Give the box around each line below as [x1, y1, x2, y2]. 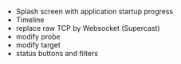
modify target [15, 40, 61, 50]
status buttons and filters [15, 49, 98, 58]
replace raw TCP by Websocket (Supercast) [15, 24, 161, 32]
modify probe [15, 32, 61, 41]
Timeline [15, 15, 45, 24]
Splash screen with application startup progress [15, 7, 174, 16]
